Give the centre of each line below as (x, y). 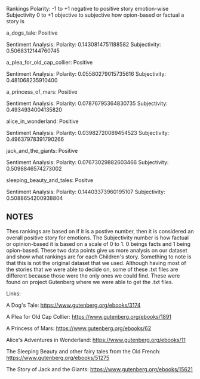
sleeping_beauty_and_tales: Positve (50, 180)
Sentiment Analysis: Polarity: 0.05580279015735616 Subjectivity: (86, 74)
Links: (13, 293)
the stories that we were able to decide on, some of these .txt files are (92, 269)
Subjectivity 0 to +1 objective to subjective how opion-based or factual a (95, 15)
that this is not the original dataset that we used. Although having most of (96, 263)
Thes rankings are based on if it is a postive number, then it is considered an (100, 231)
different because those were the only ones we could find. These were (93, 275)
